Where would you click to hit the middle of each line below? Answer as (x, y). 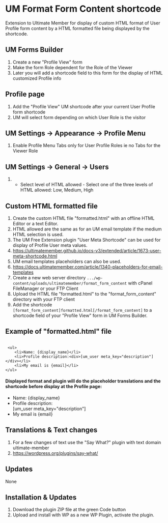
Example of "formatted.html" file (59, 331)
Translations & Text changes (51, 430)
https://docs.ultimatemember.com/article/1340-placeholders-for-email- (88, 267)
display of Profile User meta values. (50, 245)
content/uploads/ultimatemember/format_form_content (70, 283)
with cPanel (140, 283)
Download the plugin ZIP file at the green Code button (69, 510)
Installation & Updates (41, 497)
